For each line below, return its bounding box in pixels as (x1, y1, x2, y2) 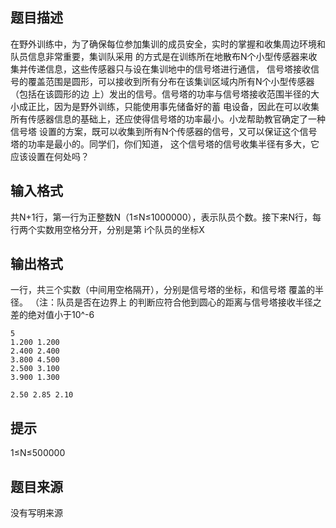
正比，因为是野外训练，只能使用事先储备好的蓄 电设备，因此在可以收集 (27, 100, 320, 112)
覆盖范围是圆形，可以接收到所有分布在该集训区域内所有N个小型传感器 (27, 75, 315, 87)
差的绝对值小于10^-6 (10, 309, 95, 321)
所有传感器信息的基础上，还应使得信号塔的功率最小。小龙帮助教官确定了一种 (10, 113, 326, 125)
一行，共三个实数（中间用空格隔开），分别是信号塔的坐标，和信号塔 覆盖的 (10, 284, 315, 296)
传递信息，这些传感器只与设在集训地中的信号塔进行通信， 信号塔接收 (27, 63, 311, 75)
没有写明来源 (10, 507, 63, 519)
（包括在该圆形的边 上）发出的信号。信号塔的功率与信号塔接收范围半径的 (10, 88, 311, 100)
